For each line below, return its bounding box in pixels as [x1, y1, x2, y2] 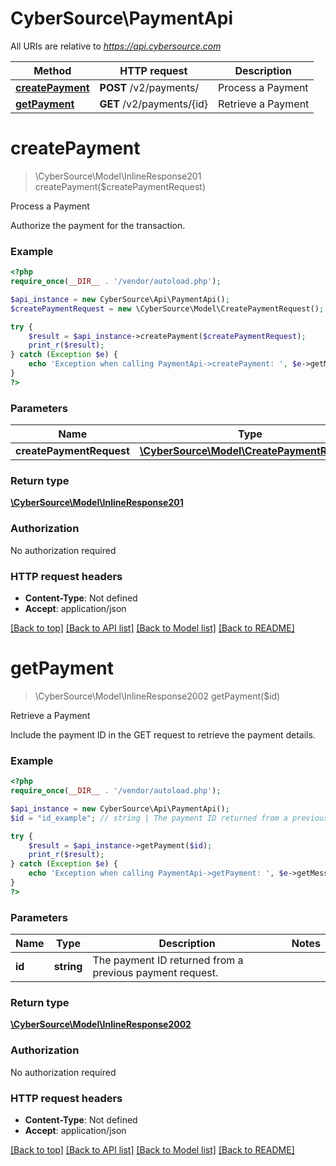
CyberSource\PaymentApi [10, 7, 233, 30]
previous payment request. [92, 966, 219, 980]
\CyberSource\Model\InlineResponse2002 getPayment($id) [34, 690, 281, 702]
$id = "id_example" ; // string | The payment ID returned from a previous [10, 813, 329, 823]
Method [33, 63, 72, 77]
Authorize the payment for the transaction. [10, 219, 186, 231]
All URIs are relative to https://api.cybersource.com [10, 40, 222, 52]
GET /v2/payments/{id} [99, 97, 209, 111]
